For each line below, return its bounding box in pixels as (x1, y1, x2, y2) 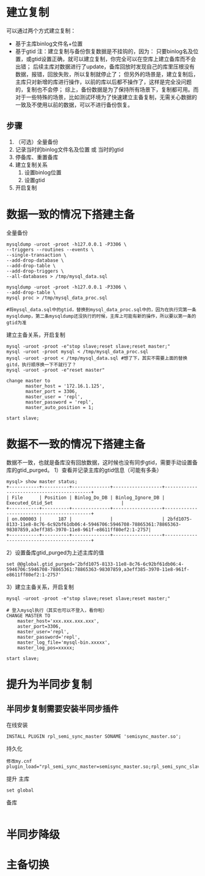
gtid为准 (6, 319, 27, 326)
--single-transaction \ (6, 252, 67, 258)
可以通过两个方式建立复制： (6, 27, 76, 34)
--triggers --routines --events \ (6, 246, 95, 252)
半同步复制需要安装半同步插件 (6, 704, 119, 714)
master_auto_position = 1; (25, 404, 95, 410)
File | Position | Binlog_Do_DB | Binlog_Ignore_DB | (12, 495, 165, 501)
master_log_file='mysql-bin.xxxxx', (17, 639, 111, 646)
